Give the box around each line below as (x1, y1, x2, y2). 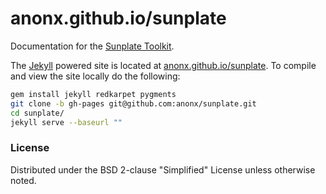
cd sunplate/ (10, 108, 65, 118)
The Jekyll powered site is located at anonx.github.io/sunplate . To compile (10, 59, 317, 71)
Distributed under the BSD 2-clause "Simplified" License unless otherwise (10, 163, 316, 176)
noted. (10, 174, 37, 186)
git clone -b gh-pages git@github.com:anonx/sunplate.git (10, 98, 257, 109)
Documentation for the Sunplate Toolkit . (10, 40, 175, 52)
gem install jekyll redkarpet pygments (10, 89, 177, 99)
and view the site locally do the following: (10, 70, 181, 82)
